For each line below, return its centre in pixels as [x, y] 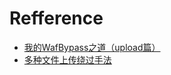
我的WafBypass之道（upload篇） [92, 47]
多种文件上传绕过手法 [67, 59]
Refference [56, 18]
